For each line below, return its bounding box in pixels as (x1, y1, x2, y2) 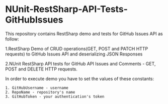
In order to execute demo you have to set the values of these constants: (5, 75, 154, 81)
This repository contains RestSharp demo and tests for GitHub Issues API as (5, 30, 163, 36)
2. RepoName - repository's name (5, 89, 75, 94)
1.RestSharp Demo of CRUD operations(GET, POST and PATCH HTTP (5, 45, 148, 51)
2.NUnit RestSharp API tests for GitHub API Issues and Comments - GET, (5, 60, 156, 66)
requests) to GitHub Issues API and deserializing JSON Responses (5, 51, 143, 57)
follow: (5, 36, 19, 42)
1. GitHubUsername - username (5, 85, 69, 90)
